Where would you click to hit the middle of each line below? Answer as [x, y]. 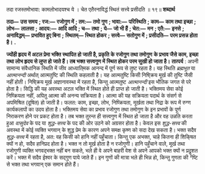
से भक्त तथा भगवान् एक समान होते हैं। [43, 164]
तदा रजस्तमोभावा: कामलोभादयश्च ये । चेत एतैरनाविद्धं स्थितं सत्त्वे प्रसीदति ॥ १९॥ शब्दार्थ [91, 9]
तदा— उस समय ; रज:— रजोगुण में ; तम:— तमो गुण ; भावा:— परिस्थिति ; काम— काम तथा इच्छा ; [101, 22]
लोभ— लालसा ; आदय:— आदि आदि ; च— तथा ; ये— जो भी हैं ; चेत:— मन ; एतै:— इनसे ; [95, 28]
